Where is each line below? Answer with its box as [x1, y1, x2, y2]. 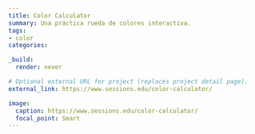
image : [8, 99, 30, 108]
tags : [8, 26, 26, 34]
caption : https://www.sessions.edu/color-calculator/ [15, 107, 198, 115]
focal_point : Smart [15, 114, 81, 122]
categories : [8, 41, 48, 49]
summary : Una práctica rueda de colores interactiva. [8, 19, 192, 27]
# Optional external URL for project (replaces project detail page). [8, 77, 249, 85]
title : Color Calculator [8, 11, 91, 20]
